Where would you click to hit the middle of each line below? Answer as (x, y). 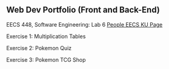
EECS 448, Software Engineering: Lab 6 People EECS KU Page (85, 24)
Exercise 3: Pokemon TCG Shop (46, 59)
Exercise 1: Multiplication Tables (46, 36)
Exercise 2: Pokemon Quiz (39, 48)
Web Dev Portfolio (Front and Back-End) (83, 10)
